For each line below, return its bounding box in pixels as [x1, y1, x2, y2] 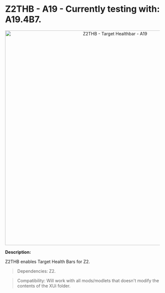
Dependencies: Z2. [17, 268, 56, 274]
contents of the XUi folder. [17, 283, 71, 289]
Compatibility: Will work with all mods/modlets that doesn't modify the [17, 277, 160, 283]
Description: [5, 249, 31, 255]
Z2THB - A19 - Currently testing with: [5, 3, 160, 15]
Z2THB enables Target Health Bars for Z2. [5, 259, 90, 265]
